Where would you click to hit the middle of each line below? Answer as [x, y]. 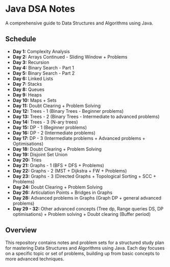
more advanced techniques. [35, 259]
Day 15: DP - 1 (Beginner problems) [50, 127]
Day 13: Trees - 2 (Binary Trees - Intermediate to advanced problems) [86, 116]
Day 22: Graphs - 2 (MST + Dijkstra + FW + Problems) [70, 171]
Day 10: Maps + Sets [35, 100]
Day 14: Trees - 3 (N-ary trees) [45, 122]
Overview [21, 230]
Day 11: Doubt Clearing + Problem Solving [57, 106]
